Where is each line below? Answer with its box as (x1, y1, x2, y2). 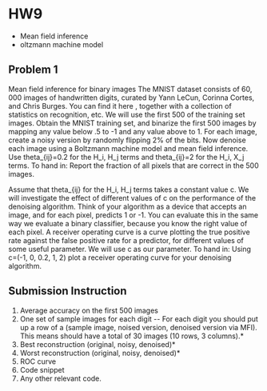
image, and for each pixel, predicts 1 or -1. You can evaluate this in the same (8, 209, 258, 220)
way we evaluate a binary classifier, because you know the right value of (8, 218, 248, 228)
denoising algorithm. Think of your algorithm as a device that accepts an (8, 201, 247, 211)
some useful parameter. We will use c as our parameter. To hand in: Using (8, 244, 252, 253)
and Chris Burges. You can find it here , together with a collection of (8, 101, 232, 110)
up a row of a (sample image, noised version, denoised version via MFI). (19, 322, 257, 332)
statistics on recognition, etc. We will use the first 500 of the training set (8, 110, 245, 119)
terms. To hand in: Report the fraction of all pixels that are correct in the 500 (8, 161, 259, 170)
